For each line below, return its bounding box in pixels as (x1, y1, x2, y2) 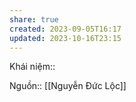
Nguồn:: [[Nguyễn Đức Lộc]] (9, 80, 127, 92)
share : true (9, 14, 59, 25)
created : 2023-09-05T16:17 (9, 24, 122, 34)
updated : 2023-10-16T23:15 (9, 33, 122, 43)
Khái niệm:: (9, 61, 56, 73)
